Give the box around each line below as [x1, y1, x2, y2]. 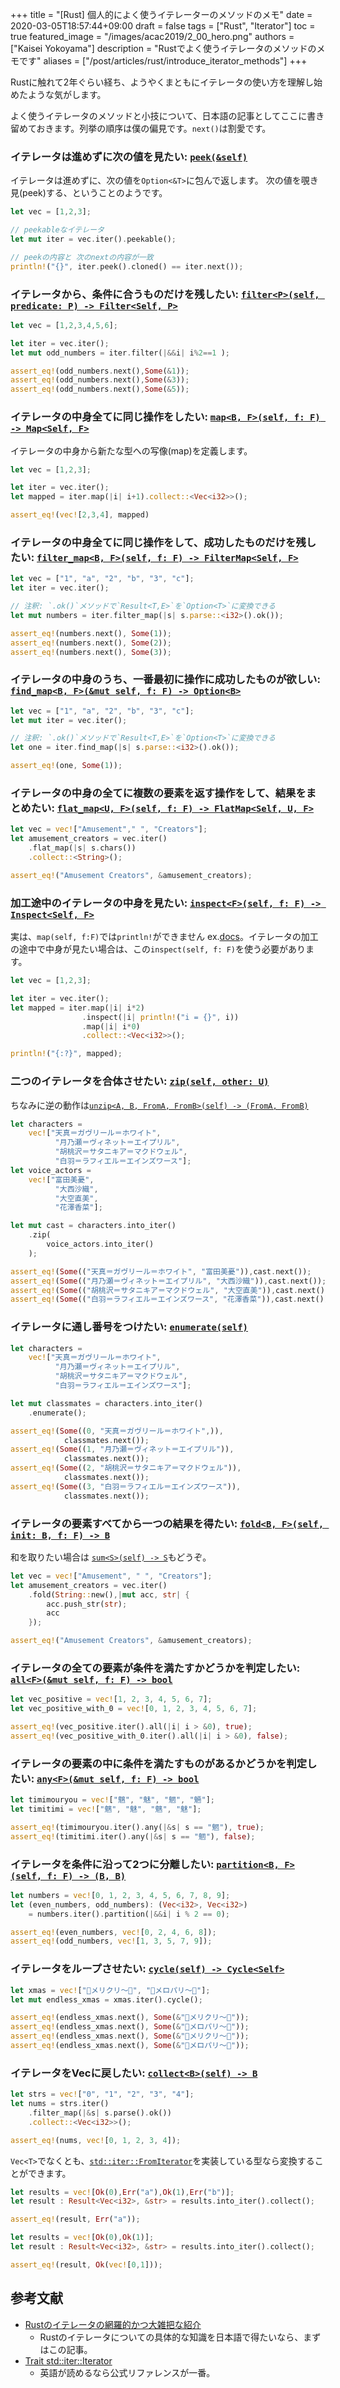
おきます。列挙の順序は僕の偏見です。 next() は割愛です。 [36, 123, 272, 134]
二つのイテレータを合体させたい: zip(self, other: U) [10, 1074, 270, 1088]
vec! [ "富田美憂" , [28, 1174, 95, 1185]
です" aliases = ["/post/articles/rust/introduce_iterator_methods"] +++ [18, 55, 308, 67]
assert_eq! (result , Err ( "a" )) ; [10, 2214, 141, 2225]
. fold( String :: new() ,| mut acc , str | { [28, 1589, 190, 1600]
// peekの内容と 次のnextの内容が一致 [10, 252, 154, 262]
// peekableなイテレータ [10, 225, 105, 235]
